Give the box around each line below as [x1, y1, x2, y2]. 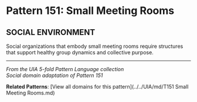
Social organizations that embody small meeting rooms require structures [6, 43, 184, 50]
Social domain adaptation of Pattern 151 [6, 72, 103, 79]
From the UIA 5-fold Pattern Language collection [6, 66, 124, 72]
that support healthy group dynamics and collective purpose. [6, 49, 154, 56]
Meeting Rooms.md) [6, 89, 55, 96]
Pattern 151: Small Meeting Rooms [6, 4, 175, 17]
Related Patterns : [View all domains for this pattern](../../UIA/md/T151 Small [6, 83, 189, 90]
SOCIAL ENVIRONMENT [6, 27, 96, 37]
